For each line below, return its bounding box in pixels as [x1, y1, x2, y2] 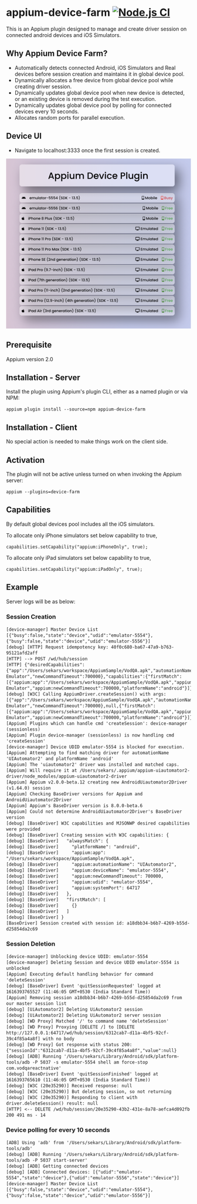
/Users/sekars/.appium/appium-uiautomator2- [79, 767, 191, 773]
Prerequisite [6, 340, 52, 350]
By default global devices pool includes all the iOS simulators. [6, 520, 155, 527]
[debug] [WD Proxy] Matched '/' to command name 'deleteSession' [6, 1018, 169, 1024]
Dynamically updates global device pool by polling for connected [14, 102, 172, 109]
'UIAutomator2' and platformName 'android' [6, 755, 114, 762]
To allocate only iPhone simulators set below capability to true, [6, 532, 157, 539]
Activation [6, 455, 45, 465]
